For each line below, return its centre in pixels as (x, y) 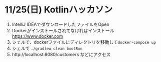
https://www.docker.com (37, 36)
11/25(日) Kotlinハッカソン (59, 10)
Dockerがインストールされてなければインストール (63, 30)
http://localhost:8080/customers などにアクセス (61, 54)
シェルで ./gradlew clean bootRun (47, 48)
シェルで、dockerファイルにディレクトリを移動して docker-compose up (84, 42)
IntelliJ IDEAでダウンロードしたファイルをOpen (60, 24)
